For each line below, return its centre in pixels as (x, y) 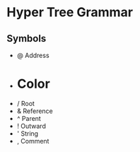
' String (28, 133)
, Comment (33, 141)
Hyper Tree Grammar (70, 12)
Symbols (27, 39)
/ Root (25, 103)
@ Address (33, 55)
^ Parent (29, 118)
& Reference (35, 111)
